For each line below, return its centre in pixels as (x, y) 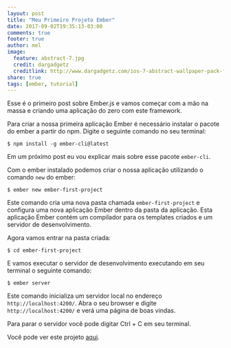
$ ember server (29, 283)
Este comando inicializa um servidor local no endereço (85, 296)
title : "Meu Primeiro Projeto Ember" (61, 20)
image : (16, 52)
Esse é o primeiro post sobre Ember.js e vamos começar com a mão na (108, 103)
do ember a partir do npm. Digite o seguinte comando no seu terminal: (107, 131)
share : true (24, 77)
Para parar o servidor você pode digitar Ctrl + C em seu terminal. (99, 324)
